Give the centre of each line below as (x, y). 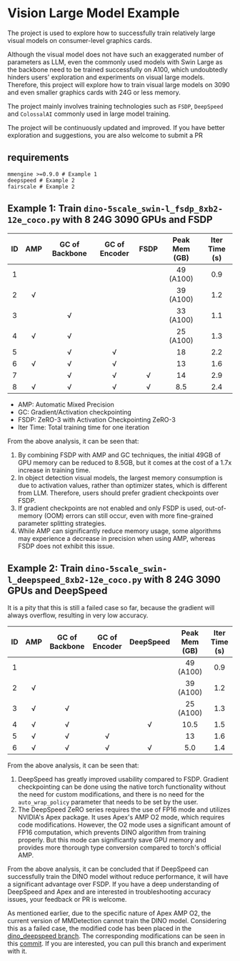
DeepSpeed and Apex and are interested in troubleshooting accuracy (109, 892)
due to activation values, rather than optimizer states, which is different (122, 485)
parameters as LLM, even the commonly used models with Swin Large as (115, 61)
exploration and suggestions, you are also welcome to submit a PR (105, 135)
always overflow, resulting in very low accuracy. (78, 615)
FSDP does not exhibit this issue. (66, 546)
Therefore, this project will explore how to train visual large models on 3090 (119, 84)
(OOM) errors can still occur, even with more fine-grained (129, 515)
